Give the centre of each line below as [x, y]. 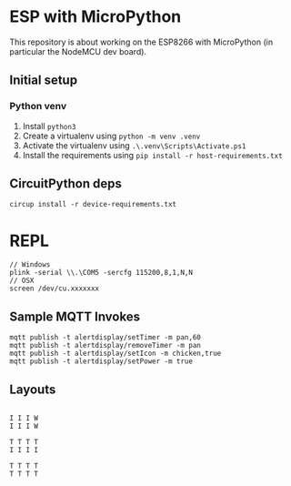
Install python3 [49, 126]
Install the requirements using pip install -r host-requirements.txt [153, 155]
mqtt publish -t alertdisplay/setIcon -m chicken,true [115, 354]
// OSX [22, 281]
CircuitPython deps [66, 184]
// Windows [30, 265]
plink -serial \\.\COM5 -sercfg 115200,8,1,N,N [101, 273]
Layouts [33, 389]
